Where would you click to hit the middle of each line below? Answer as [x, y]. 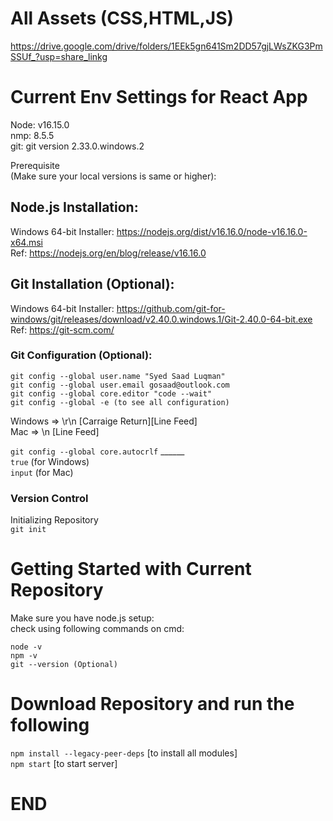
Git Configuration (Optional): [81, 355]
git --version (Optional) [64, 665]
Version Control [49, 498]
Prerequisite [35, 165]
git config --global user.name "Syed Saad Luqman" [118, 376]
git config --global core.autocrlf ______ [97, 451]
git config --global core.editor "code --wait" [111, 393]
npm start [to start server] [64, 763]
